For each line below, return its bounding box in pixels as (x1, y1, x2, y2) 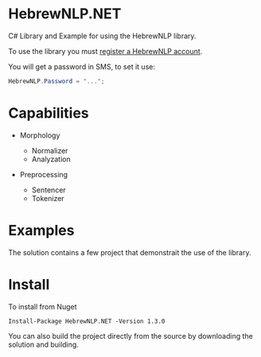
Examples (8, 221, 75, 239)
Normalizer (31, 146, 68, 155)
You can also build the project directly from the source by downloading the (8, 331, 253, 340)
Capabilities (8, 104, 89, 122)
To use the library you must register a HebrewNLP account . (8, 46, 203, 56)
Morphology (19, 130, 60, 140)
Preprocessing (19, 169, 68, 179)
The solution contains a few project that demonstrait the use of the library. (8, 247, 251, 257)
